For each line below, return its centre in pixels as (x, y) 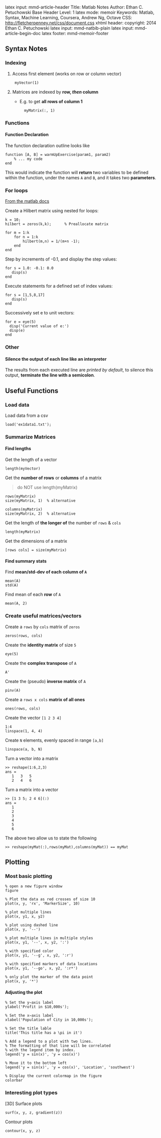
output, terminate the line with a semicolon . (50, 375)
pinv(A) (13, 690)
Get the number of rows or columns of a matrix (54, 478)
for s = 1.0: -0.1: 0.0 (29, 268)
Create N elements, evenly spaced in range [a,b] (54, 740)
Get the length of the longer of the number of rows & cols (63, 523)
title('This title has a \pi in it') (44, 1033)
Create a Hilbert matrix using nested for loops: (52, 211)
